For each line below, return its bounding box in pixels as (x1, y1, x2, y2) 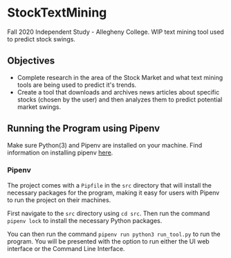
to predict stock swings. (7, 34, 76, 43)
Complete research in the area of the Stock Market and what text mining (17, 73, 223, 81)
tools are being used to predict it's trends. (17, 81, 137, 89)
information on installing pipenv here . (7, 148, 113, 157)
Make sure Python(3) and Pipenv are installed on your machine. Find (7, 141, 203, 149)
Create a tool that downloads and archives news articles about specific (17, 88, 220, 96)
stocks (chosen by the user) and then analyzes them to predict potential (17, 95, 223, 103)
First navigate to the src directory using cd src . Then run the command (7, 209, 210, 217)
